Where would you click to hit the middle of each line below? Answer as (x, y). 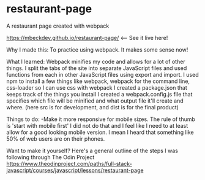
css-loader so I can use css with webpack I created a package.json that (97, 87)
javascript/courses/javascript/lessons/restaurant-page (75, 170)
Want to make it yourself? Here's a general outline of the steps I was (92, 151)
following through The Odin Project (50, 157)
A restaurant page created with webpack (58, 26)
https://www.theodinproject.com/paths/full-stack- (69, 163)
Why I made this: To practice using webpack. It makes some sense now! (97, 49)
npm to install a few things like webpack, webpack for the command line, (98, 81)
